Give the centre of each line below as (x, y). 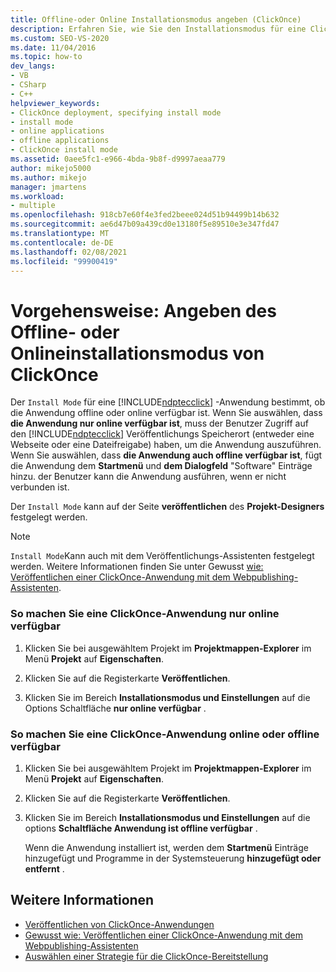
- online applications (57, 131)
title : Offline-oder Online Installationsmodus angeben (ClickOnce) (156, 19)
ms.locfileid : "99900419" (64, 261)
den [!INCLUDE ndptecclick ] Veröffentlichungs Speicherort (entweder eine (162, 434)
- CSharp (28, 85)
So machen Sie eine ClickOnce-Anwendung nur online (145, 614)
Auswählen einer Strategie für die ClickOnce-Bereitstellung (146, 956)
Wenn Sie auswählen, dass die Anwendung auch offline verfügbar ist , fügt (166, 455)
